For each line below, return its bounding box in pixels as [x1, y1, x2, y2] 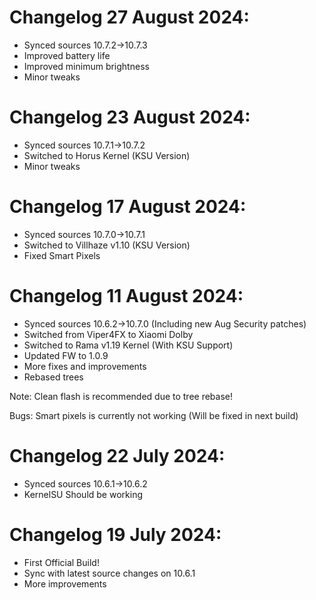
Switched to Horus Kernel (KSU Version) [23, 149, 191, 161]
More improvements [23, 577, 107, 590]
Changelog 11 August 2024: [9, 285, 244, 307]
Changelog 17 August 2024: [9, 196, 247, 218]
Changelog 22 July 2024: [9, 444, 226, 467]
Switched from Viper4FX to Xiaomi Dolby [23, 328, 194, 340]
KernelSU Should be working [23, 488, 143, 500]
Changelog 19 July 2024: [9, 523, 222, 546]
